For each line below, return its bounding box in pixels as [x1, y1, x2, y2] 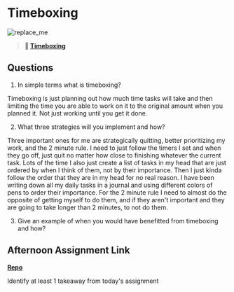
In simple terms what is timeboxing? [17, 81, 121, 89]
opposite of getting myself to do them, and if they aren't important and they [7, 195, 226, 204]
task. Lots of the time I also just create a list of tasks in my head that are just [7, 158, 226, 167]
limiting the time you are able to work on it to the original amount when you [7, 102, 223, 110]
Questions [7, 62, 54, 74]
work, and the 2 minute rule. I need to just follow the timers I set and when [7, 144, 221, 152]
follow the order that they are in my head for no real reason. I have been [7, 173, 215, 181]
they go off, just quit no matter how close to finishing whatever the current [7, 151, 221, 159]
